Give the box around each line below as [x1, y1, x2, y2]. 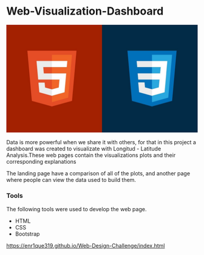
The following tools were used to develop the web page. [6, 205, 147, 212]
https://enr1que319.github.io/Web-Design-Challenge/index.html [6, 242, 165, 249]
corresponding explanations [6, 158, 76, 166]
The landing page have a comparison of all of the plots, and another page [6, 170, 190, 177]
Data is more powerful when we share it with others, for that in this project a [6, 139, 196, 146]
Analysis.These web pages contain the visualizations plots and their [6, 152, 176, 159]
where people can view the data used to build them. [6, 176, 137, 184]
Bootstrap [15, 230, 40, 237]
